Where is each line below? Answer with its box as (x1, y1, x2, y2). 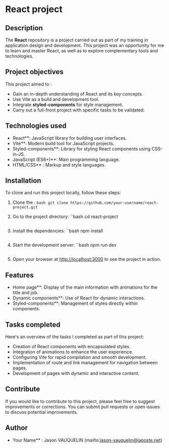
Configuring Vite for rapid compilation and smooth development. (12, 354, 147, 360)
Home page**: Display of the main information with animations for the (12, 284, 158, 291)
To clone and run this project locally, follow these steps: (5, 190, 121, 196)
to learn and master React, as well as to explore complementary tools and (5, 48, 158, 53)
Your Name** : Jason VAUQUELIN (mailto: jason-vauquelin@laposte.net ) (12, 437, 162, 443)
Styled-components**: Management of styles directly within (12, 300, 138, 306)
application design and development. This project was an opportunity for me (5, 42, 164, 48)
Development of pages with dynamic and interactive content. (12, 370, 140, 376)
